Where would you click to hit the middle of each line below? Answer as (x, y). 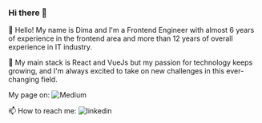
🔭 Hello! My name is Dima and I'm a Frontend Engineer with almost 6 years (131, 30)
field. (49, 80)
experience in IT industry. (50, 47)
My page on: (29, 95)
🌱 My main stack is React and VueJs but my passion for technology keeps (131, 62)
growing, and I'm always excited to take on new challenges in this (117, 71)
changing (24, 80)
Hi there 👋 (28, 13)
